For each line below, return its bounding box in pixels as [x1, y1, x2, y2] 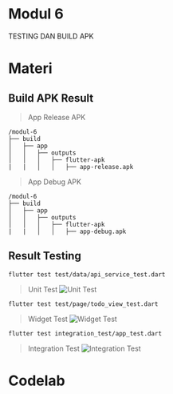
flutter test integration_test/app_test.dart [8, 329, 162, 337]
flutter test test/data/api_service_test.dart [8, 270, 166, 279]
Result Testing [8, 249, 81, 263]
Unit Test [27, 284, 58, 294]
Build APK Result [8, 91, 94, 105]
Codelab [8, 372, 65, 389]
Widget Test [27, 314, 68, 324]
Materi [8, 59, 53, 78]
